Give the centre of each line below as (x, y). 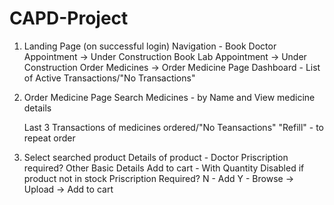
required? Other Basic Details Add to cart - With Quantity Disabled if (164, 168)
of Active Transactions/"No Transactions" (109, 78)
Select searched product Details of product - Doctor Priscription (156, 157)
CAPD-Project (69, 18)
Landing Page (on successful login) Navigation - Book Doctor (150, 46)
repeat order (49, 138)
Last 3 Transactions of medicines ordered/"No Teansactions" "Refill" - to (173, 127)
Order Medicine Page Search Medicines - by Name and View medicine (169, 97)
